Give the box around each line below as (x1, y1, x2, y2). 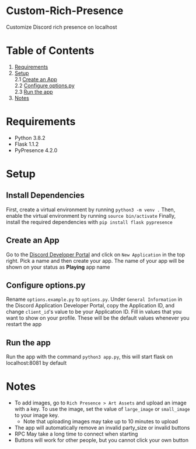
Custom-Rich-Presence (6, 4, 124, 18)
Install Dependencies (6, 190, 85, 200)
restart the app (6, 321, 42, 328)
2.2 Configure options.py (14, 82, 75, 89)
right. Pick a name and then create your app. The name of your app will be (6, 257, 185, 264)
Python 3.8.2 (14, 134, 45, 141)
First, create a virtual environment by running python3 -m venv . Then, (6, 206, 176, 213)
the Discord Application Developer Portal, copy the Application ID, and (6, 302, 175, 309)
